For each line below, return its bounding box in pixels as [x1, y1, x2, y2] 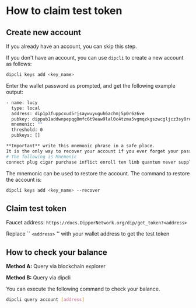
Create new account [6, 27, 82, 37]
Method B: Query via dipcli [6, 274, 71, 281]
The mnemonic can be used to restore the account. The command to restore [6, 169, 190, 177]
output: [6, 88, 23, 95]
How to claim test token [6, 4, 123, 18]
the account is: [6, 176, 42, 183]
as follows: [6, 60, 32, 67]
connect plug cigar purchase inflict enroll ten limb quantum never [6, 159, 176, 165]
